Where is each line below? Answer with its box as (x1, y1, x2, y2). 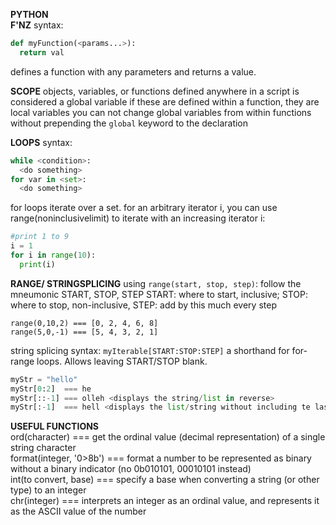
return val (19, 47, 65, 58)
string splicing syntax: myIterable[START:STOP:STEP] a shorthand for (10, 344, 290, 356)
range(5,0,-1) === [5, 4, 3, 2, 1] (10, 327, 159, 337)
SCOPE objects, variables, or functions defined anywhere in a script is (10, 85, 300, 97)
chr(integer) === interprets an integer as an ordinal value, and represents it (10, 495, 320, 507)
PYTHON (10, 9, 49, 20)
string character (10, 442, 77, 454)
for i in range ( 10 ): (10, 250, 97, 260)
